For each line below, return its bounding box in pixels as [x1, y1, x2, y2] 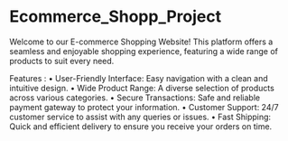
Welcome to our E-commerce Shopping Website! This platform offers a [9, 36, 274, 47]
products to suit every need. [9, 55, 115, 66]
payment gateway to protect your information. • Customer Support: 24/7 [9, 101, 279, 112]
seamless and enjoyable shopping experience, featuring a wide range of [9, 45, 278, 56]
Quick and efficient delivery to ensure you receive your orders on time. [9, 120, 273, 132]
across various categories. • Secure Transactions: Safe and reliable [9, 92, 260, 103]
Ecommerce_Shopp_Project [9, 6, 222, 27]
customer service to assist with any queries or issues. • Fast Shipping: [9, 111, 272, 122]
